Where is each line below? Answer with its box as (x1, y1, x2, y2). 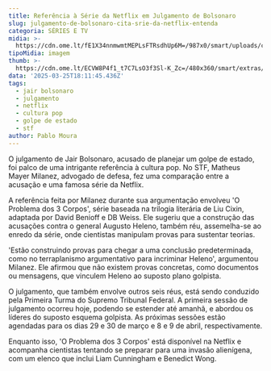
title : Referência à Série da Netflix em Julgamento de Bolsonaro (8, 11, 236, 20)
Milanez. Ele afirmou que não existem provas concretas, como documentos (8, 262, 260, 272)
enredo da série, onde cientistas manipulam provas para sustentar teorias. (8, 229, 256, 239)
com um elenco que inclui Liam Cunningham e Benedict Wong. (8, 353, 217, 363)
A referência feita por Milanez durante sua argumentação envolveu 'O (8, 195, 240, 205)
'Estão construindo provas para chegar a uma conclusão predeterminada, (8, 245, 253, 255)
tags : (8, 79, 27, 87)
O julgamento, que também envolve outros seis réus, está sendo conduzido (8, 286, 260, 296)
